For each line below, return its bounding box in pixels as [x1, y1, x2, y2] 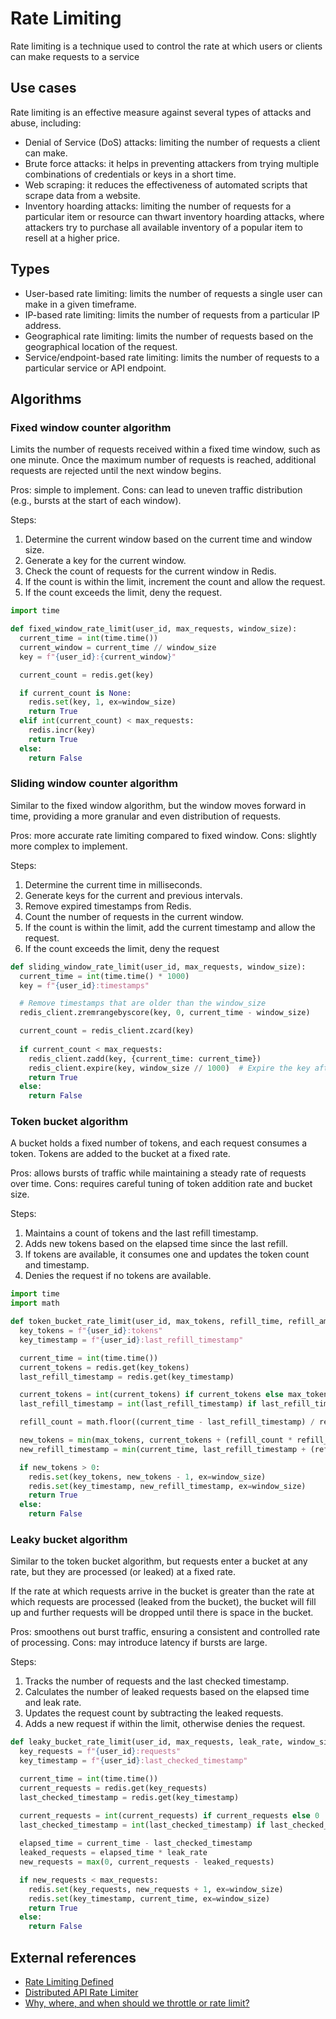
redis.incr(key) [28, 725, 97, 735]
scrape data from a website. [24, 189, 141, 201]
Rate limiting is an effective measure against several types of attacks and [10, 106, 312, 118]
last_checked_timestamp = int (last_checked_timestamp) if [19, 1820, 267, 1830]
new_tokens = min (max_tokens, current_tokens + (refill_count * [19, 1435, 293, 1446]
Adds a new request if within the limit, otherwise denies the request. [24, 1718, 306, 1730]
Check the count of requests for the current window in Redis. [24, 565, 277, 577]
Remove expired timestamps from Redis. [24, 900, 192, 912]
